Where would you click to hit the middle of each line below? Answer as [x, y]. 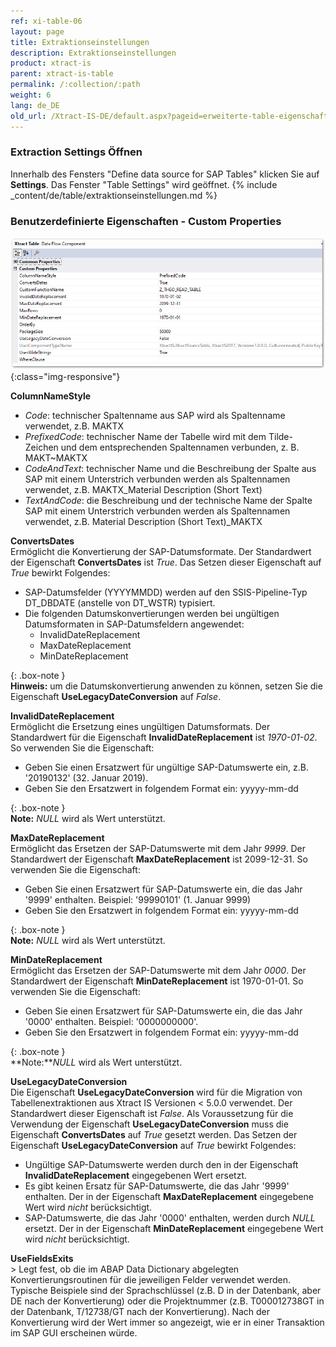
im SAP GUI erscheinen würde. [74, 1332]
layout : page [37, 31]
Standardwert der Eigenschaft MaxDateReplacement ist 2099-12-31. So [159, 859]
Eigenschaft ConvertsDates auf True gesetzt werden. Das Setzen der [154, 1134]
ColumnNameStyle [51, 396]
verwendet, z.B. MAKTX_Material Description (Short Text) [143, 489]
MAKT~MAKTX [56, 457]
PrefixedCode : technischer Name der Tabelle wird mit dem [145, 436]
